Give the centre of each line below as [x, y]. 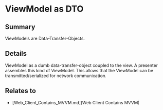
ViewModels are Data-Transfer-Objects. [45, 38]
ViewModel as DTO [44, 9]
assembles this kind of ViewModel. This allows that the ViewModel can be [79, 70]
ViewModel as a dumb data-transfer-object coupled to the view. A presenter [81, 65]
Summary [20, 27]
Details [16, 54]
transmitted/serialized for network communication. [56, 76]
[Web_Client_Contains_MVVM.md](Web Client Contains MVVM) [76, 102]
